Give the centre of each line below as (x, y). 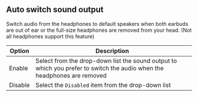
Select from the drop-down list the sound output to (106, 61)
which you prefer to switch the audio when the (99, 68)
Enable (19, 68)
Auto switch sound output (55, 10)
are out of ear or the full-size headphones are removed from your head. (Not (99, 30)
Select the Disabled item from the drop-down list (103, 85)
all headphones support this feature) (50, 36)
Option (19, 51)
